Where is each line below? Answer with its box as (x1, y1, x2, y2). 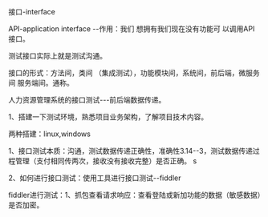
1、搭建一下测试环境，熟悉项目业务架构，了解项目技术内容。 (8, 112, 209, 122)
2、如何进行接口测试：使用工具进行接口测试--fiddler (8, 173, 181, 183)
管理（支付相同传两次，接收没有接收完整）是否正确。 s (14, 156, 197, 166)
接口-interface (8, 7, 56, 16)
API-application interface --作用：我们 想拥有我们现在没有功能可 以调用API (8, 24, 255, 34)
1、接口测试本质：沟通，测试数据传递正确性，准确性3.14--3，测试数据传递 (8, 147, 253, 155)
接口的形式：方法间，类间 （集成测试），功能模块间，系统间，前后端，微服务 (8, 68, 260, 78)
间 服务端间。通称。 (8, 78, 74, 87)
